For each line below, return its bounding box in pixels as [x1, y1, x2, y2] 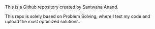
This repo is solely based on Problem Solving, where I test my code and [5, 14, 151, 19]
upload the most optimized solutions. [5, 19, 80, 24]
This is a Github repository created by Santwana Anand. [5, 4, 119, 10]
